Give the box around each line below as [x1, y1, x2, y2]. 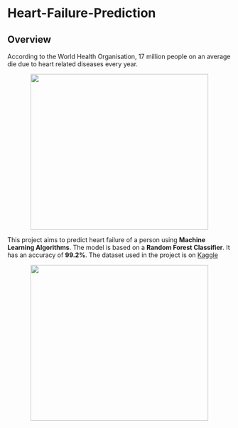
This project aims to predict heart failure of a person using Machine [7, 236, 206, 244]
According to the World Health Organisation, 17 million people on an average [7, 52, 231, 61]
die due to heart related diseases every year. [7, 60, 139, 68]
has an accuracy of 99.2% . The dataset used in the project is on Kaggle [7, 251, 219, 259]
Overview [7, 33, 52, 46]
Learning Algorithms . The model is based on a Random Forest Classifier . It [7, 244, 230, 251]
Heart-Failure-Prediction [7, 5, 156, 21]
